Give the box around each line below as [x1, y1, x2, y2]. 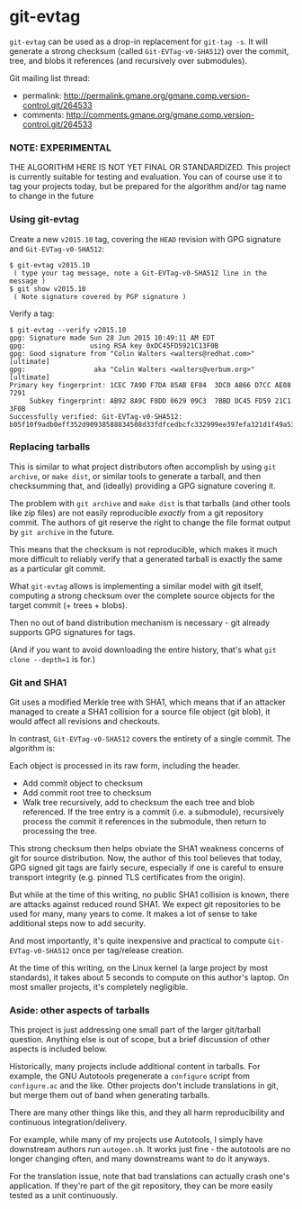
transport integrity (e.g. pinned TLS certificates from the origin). [9, 872, 245, 883]
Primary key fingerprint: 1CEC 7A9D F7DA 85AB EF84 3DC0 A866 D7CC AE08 [9, 380, 292, 389]
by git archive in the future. [9, 526, 115, 537]
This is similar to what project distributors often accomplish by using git [9, 461, 277, 472]
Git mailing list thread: [9, 72, 90, 83]
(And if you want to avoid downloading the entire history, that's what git [9, 644, 277, 655]
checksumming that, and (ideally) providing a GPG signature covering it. [9, 480, 276, 491]
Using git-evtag [9, 214, 79, 226]
